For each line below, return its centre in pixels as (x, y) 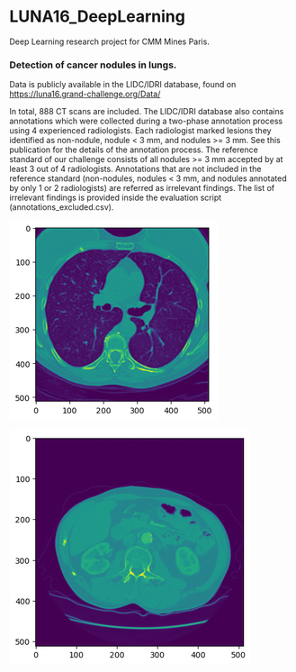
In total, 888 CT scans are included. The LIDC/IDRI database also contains (147, 112)
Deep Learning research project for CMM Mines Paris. (109, 41)
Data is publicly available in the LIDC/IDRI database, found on (123, 85)
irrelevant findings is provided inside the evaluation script (116, 198)
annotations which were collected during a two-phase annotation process (146, 121)
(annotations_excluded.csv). (62, 207)
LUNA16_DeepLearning (98, 17)
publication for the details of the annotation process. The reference (134, 150)
